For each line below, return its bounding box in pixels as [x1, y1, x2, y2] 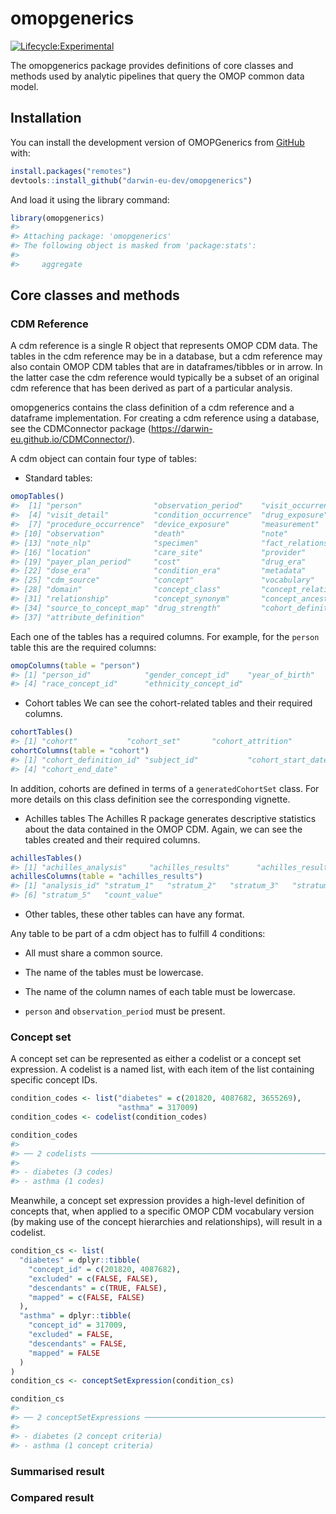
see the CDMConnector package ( [10, 423, 152, 435]
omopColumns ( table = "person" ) [10, 660, 141, 671]
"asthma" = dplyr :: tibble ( [19, 1311, 132, 1321]
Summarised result [10, 1464, 105, 1478]
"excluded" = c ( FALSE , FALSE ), [28, 1273, 159, 1284]
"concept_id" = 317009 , [28, 1320, 128, 1331]
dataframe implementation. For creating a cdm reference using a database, [10, 412, 320, 424]
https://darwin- [150, 423, 213, 435]
